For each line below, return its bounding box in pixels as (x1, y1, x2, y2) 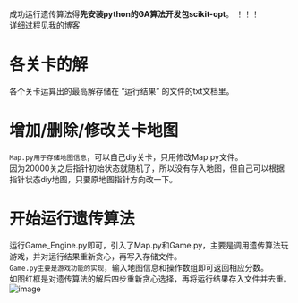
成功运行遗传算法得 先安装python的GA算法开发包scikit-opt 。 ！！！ (9, 9, 260, 19)
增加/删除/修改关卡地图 (9, 121, 179, 141)
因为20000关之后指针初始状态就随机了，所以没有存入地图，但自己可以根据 (9, 163, 285, 173)
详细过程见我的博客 (9, 20, 81, 30)
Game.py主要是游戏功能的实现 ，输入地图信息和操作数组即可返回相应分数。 (9, 262, 269, 273)
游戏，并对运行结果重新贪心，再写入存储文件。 (9, 250, 182, 262)
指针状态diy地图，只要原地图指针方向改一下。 (9, 173, 177, 184)
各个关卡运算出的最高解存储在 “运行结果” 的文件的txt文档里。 (9, 85, 234, 97)
